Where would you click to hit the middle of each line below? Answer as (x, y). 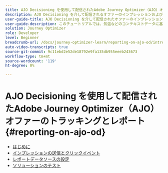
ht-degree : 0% (20, 65)
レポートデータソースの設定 (41, 159)
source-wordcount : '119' (31, 61)
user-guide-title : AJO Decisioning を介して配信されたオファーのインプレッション (84, 19)
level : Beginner (22, 38)
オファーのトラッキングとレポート (75, 121)
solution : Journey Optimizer (35, 28)
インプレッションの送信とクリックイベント (56, 153)
